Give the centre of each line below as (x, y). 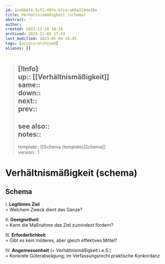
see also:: (34, 126)
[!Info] (28, 69)
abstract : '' (19, 19)
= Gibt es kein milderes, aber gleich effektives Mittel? (61, 240)
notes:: (29, 135)
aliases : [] (18, 48)
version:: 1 (28, 152)
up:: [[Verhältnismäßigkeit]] (63, 77)
